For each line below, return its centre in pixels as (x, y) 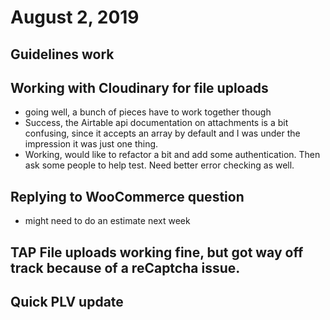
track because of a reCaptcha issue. (125, 267)
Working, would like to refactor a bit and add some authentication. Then (172, 155)
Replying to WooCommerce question (127, 196)
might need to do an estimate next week (107, 221)
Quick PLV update (67, 301)
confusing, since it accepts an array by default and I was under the (162, 133)
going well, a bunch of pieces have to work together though (148, 112)
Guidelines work (62, 54)
